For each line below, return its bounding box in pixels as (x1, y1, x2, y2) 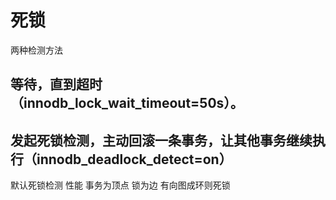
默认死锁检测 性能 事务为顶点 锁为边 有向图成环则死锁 (10, 179, 231, 191)
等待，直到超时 (10, 76, 103, 93)
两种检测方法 (10, 44, 63, 56)
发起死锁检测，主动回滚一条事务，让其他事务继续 (10, 132, 313, 149)
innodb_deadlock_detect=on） (36, 151, 233, 168)
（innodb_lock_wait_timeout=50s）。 (10, 95, 244, 112)
